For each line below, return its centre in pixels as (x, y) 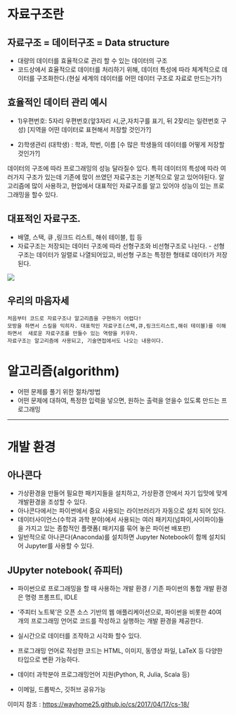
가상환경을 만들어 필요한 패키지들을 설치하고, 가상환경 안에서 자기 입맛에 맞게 (123, 493)
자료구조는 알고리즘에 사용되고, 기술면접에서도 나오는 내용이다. (86, 341)
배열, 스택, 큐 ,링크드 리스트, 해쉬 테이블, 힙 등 (80, 237)
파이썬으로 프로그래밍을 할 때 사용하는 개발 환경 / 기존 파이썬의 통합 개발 (116, 589)
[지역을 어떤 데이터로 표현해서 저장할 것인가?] (89, 129)
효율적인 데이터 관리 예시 (57, 103)
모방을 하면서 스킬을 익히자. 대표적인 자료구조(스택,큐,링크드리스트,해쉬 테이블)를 (110, 326)
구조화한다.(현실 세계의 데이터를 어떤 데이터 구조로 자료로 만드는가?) (129, 78)
